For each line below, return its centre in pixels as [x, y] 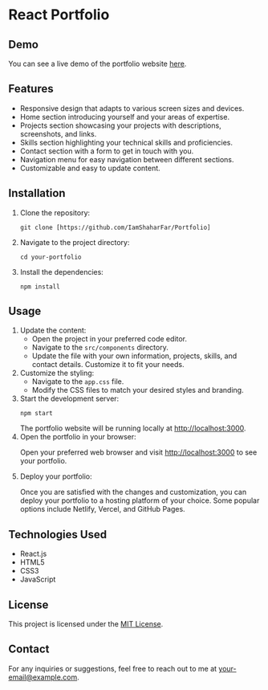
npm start [37, 414]
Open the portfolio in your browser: [78, 437]
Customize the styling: [57, 373]
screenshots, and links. [58, 133]
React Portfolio [59, 15]
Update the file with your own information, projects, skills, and [134, 356]
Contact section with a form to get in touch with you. [107, 151]
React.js [33, 554]
